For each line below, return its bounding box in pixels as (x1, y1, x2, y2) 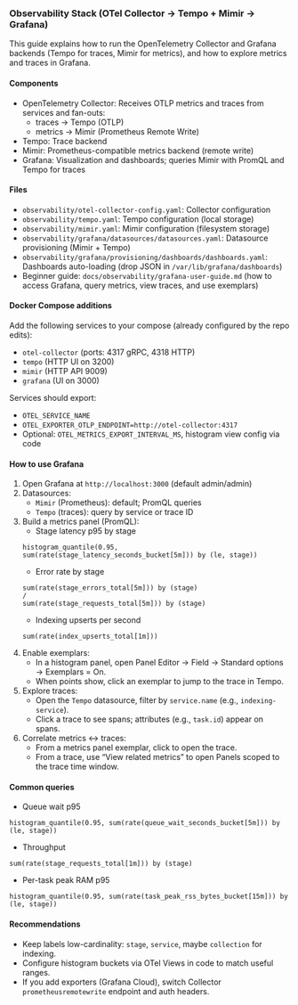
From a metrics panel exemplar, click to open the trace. (35, 742, 238, 753)
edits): (9, 329, 33, 340)
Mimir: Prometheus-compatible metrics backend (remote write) (21, 145, 254, 156)
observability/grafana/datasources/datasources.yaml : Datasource (21, 233, 269, 243)
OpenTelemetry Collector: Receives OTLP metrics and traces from (21, 97, 264, 109)
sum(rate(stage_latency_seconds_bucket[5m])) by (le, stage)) (21, 551, 258, 560)
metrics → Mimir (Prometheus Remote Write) (35, 126, 200, 136)
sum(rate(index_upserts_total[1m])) (21, 632, 158, 641)
